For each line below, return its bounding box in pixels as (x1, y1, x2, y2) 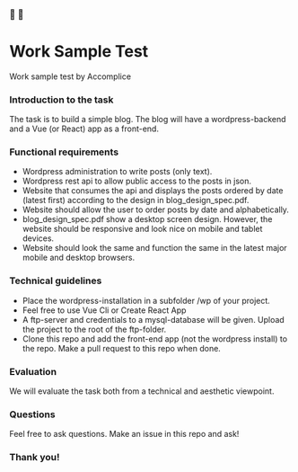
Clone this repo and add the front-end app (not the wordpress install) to (22, 333, 288, 344)
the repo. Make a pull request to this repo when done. (22, 343, 222, 353)
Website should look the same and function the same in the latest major (22, 243, 287, 254)
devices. (22, 233, 55, 244)
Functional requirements (9, 146, 119, 158)
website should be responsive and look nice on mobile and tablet (22, 224, 263, 235)
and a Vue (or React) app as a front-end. (9, 123, 160, 134)
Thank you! (9, 451, 60, 464)
